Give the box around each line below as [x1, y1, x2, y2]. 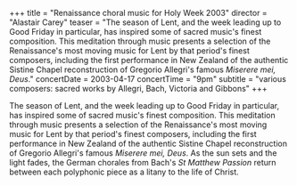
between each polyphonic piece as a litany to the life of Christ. [9, 166, 239, 177]
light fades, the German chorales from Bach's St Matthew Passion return [9, 158, 276, 167]
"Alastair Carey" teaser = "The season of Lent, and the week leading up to [9, 17, 282, 28]
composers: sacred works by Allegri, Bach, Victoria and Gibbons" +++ [9, 84, 268, 93]
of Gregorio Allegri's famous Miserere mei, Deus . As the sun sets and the [9, 148, 277, 158]
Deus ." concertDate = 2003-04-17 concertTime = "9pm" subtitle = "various [9, 74, 287, 84]
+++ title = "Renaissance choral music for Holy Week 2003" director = [9, 8, 268, 18]
